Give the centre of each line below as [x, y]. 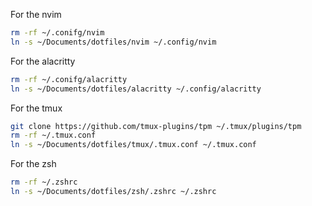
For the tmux [36, 108]
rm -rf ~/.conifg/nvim [57, 33]
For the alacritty [43, 61]
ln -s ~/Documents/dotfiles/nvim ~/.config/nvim [113, 42]
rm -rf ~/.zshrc [44, 182]
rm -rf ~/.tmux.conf [53, 135]
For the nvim [36, 14]
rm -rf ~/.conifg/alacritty [69, 79]
